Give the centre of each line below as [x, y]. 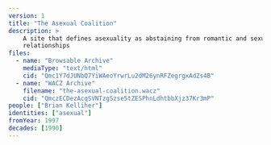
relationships [46, 46]
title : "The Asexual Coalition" [63, 23]
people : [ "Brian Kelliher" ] [56, 106]
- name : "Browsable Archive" [65, 61]
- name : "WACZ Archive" [55, 83]
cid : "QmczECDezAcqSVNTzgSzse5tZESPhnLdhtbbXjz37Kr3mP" [119, 98]
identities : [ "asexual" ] [50, 114]
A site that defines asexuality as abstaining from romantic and [135, 38]
